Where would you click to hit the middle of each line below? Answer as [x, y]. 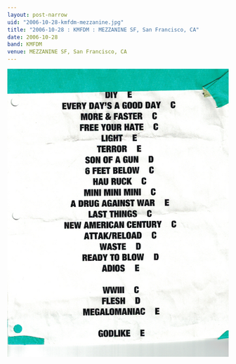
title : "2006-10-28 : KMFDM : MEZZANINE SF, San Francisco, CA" [103, 29]
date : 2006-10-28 [33, 37]
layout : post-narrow [38, 15]
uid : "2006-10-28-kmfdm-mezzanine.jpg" [66, 22]
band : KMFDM [25, 45]
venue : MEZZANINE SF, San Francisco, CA [67, 52]
